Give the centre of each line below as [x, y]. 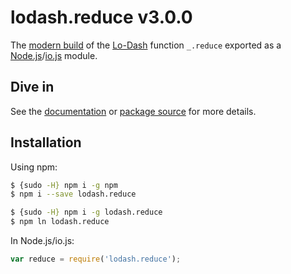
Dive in [32, 87]
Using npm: [34, 167]
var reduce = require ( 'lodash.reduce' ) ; [96, 259]
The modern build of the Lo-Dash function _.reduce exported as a [146, 45]
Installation [46, 142]
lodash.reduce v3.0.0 [101, 17]
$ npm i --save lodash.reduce [73, 194]
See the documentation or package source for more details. [133, 111]
